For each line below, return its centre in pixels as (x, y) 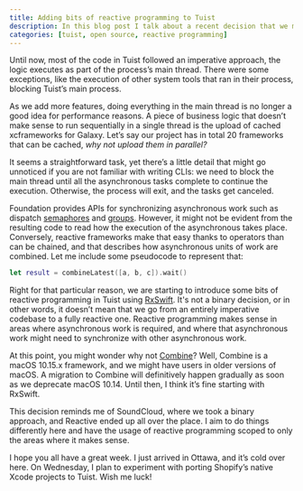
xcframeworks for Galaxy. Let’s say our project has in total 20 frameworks (147, 135)
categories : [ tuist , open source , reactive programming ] (119, 34)
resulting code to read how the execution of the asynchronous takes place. (148, 227)
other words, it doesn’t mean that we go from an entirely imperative (134, 310)
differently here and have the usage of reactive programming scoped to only (151, 431)
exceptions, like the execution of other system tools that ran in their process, (151, 79)
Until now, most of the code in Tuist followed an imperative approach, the (145, 60)
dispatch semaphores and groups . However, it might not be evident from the (151, 218)
